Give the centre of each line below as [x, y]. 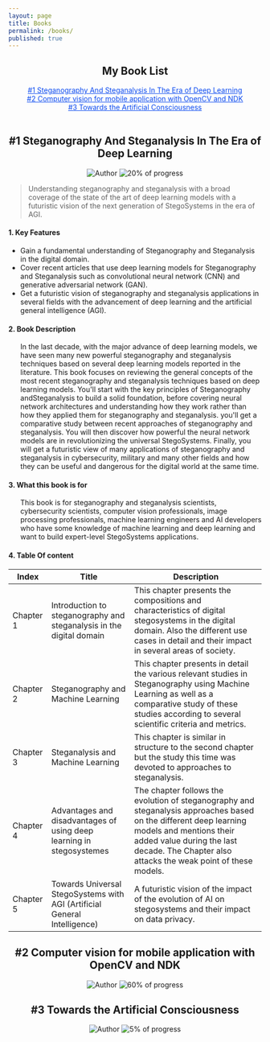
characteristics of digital [180, 610]
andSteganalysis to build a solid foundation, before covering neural [131, 398]
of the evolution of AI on [179, 899]
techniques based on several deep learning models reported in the [130, 364]
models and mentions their [184, 830]
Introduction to [79, 605]
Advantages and [82, 810]
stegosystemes [80, 850]
